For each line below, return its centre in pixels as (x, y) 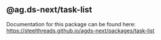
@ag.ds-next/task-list (49, 10)
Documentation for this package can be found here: (71, 24)
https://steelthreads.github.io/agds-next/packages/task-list (80, 30)
